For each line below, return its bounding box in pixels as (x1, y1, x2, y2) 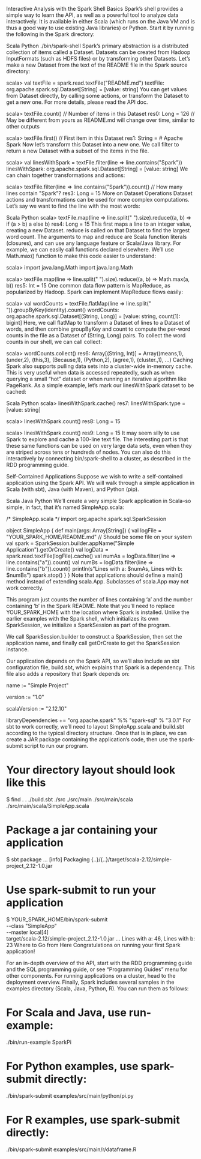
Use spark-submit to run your (6, 884, 156, 897)
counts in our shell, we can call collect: (6, 339, 102, 345)
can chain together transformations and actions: (6, 172, 125, 179)
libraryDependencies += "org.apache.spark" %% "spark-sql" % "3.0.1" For (6, 717, 191, 724)
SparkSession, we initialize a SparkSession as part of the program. (6, 621, 171, 628)
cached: (6, 388, 27, 395)
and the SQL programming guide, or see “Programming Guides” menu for (6, 966, 188, 973)
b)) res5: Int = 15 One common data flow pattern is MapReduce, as (6, 282, 171, 289)
